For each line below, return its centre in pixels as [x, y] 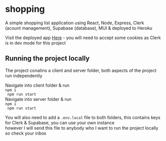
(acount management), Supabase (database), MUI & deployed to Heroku [79, 28]
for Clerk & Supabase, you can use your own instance [60, 123]
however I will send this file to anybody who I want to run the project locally [82, 128]
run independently [24, 76]
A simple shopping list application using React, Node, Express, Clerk [75, 23]
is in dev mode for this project [35, 43]
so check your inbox [26, 133]
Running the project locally [47, 59]
